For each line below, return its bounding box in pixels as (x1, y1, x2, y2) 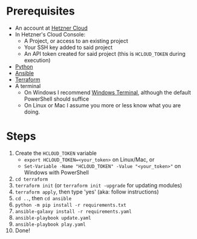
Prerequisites (6, 4, 76, 18)
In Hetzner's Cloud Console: (15, 30, 86, 38)
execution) (24, 56, 51, 64)
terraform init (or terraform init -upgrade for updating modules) (15, 181, 182, 189)
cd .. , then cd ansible (15, 194, 72, 201)
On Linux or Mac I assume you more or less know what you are (24, 101, 181, 109)
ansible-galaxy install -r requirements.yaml (15, 208, 132, 215)
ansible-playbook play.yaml (15, 221, 86, 227)
